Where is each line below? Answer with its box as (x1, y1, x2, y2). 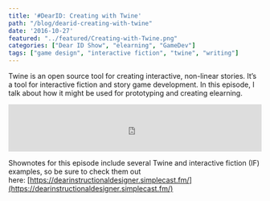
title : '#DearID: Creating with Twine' (8, 11, 142, 20)
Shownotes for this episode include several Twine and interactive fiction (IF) (8, 158, 260, 167)
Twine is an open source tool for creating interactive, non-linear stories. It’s (8, 72, 257, 80)
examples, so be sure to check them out (8, 166, 141, 176)
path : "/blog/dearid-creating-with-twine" (8, 19, 153, 27)
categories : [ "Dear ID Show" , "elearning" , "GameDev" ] (8, 42, 196, 50)
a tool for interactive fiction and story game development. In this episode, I (8, 80, 255, 89)
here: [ (8, 175, 31, 185)
